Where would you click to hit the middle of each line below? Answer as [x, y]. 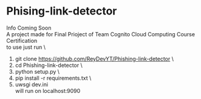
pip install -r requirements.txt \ [53, 78]
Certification [22, 40]
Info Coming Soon [29, 28]
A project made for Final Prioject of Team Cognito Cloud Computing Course [101, 34]
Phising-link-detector [62, 11]
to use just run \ [26, 47]
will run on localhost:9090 [48, 91]
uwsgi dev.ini [32, 84]
